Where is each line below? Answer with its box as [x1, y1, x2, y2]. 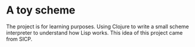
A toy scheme [6, 4, 76, 17]
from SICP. [6, 35, 33, 42]
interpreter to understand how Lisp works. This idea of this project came [6, 29, 183, 36]
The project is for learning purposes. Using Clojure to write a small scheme [6, 23, 189, 30]
